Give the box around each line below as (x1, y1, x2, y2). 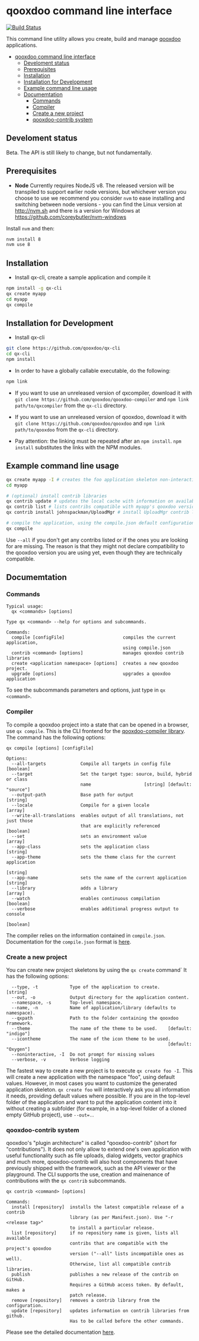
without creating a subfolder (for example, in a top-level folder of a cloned (6, 1105, 187, 1112)
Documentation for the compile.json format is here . (6, 938, 131, 945)
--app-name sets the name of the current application (11, 875, 187, 881)
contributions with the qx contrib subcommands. (6, 1177, 127, 1185)
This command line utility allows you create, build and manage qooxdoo (6, 35, 181, 42)
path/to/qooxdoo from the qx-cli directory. (14, 425, 120, 433)
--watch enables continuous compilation (11, 895, 161, 901)
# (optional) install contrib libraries (6, 493, 108, 499)
